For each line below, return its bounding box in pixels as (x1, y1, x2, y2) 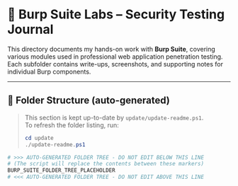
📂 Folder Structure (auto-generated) (7, 95, 170, 107)
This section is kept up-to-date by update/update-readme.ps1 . (24, 113, 204, 122)
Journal (7, 21, 54, 37)
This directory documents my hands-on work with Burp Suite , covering (7, 45, 216, 53)
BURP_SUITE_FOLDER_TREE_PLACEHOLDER (7, 167, 115, 174)
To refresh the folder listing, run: (24, 120, 119, 129)
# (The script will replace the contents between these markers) (7, 161, 204, 168)
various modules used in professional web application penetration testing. (7, 52, 223, 61)
